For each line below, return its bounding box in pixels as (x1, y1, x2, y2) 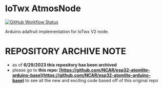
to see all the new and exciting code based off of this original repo (25, 77, 159, 83)
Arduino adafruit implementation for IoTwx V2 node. (5, 28, 109, 34)
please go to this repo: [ (12, 67, 61, 73)
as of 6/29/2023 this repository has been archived (12, 62, 117, 67)
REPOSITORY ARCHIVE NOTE (5, 46, 126, 57)
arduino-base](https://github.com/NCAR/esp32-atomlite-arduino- (12, 72, 151, 78)
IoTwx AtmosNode (5, 3, 81, 14)
